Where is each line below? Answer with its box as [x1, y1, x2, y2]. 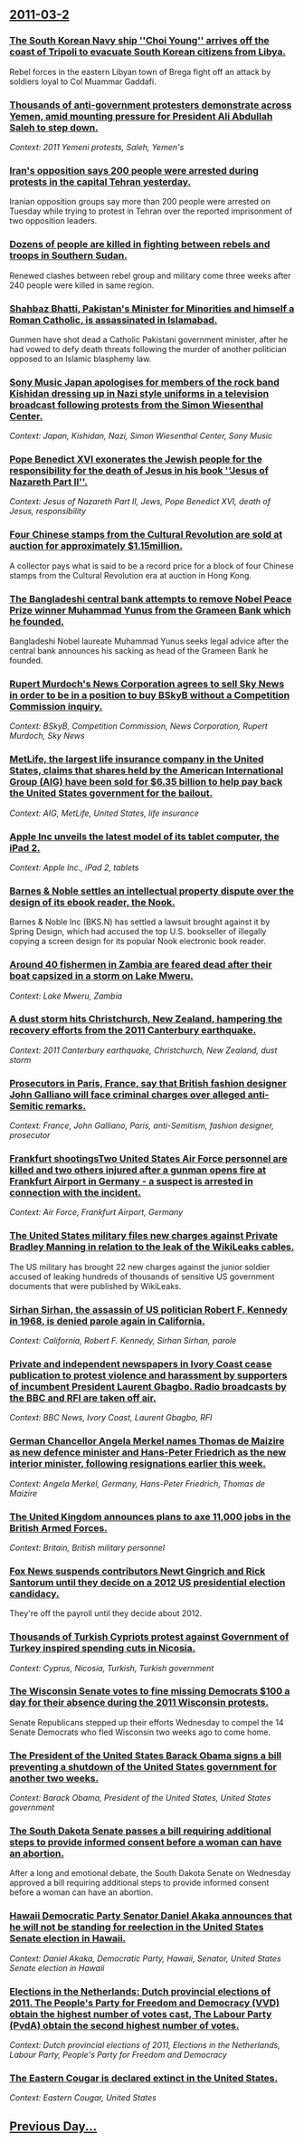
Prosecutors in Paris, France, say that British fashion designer [9, 1076, 287, 1089]
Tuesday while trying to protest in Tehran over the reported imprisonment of [9, 206, 292, 216]
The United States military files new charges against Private [9, 1229, 279, 1242]
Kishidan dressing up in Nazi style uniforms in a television [9, 387, 270, 399]
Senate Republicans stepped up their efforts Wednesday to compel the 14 [9, 1717, 284, 1727]
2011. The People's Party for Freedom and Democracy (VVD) [9, 1996, 280, 2009]
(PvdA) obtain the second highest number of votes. [9, 2019, 240, 2032]
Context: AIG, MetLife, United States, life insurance [9, 808, 199, 818]
